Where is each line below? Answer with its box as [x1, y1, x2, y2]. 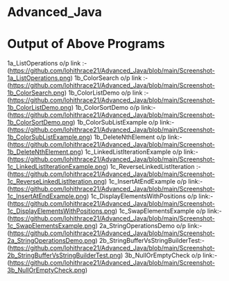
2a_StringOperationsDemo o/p [99, 222, 186, 230]
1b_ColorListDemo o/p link [68, 88, 143, 97]
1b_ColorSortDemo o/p [75, 104, 140, 112]
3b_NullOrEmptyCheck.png [7, 266, 85, 275]
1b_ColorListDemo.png [7, 104, 71, 112]
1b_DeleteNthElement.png [7, 147, 81, 156]
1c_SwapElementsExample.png [7, 222, 96, 230]
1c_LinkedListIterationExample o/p [84, 147, 183, 156]
